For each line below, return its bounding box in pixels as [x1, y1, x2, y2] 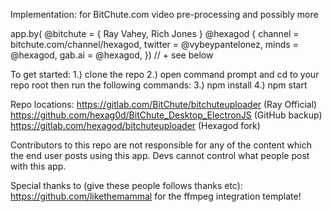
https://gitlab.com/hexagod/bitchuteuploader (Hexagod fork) [10, 120, 261, 131]
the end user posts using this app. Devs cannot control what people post [10, 150, 310, 161]
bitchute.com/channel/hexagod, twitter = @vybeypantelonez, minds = [10, 39, 299, 50]
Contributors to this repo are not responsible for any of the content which [10, 139, 312, 151]
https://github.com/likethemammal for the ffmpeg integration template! [10, 190, 302, 202]
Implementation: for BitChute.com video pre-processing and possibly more [10, 9, 319, 20]
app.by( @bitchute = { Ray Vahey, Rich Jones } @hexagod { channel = [10, 28, 300, 39]
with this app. [10, 160, 67, 172]
